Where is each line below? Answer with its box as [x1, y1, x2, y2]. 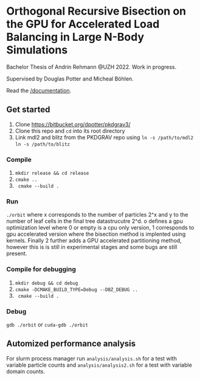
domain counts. [6, 367, 46, 375]
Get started [6, 105, 50, 115]
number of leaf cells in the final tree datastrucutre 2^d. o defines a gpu [6, 217, 184, 225]
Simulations [6, 43, 68, 57]
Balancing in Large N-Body [6, 30, 145, 44]
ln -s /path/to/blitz [15, 141, 70, 147]
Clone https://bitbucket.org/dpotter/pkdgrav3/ [15, 121, 131, 128]
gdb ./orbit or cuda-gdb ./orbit [6, 321, 88, 328]
